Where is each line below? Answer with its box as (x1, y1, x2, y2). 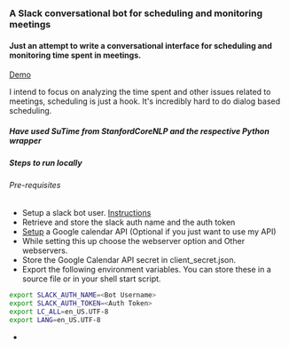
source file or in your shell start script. (21, 273, 161, 284)
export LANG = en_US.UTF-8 (9, 315, 101, 324)
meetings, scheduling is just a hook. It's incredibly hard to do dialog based (9, 96, 281, 107)
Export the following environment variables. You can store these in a (21, 265, 272, 275)
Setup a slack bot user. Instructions (21, 208, 152, 218)
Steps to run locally (9, 158, 82, 169)
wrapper (9, 135, 42, 146)
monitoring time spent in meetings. (9, 50, 142, 60)
